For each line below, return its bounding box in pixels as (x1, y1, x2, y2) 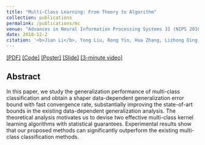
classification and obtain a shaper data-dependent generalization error (6, 94, 184, 101)
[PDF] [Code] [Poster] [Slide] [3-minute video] (6, 54, 123, 61)
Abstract (6, 71, 41, 82)
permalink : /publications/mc (6, 20, 81, 26)
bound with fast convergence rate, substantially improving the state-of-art (6, 101, 193, 108)
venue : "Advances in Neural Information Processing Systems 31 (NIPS (6, 26, 187, 32)
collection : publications (6, 15, 72, 21)
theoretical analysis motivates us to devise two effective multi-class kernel (6, 113, 194, 121)
